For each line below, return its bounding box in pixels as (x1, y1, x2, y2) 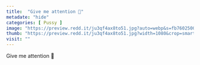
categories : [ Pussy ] (6, 19, 62, 25)
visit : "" (6, 36, 31, 42)
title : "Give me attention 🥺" (6, 8, 84, 15)
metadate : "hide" (6, 14, 49, 20)
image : (6, 25, 23, 31)
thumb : (6, 31, 23, 37)
